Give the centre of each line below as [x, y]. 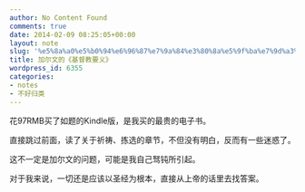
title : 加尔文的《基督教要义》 [61, 60]
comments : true [38, 26]
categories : [32, 77]
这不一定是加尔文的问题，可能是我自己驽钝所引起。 [105, 158]
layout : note [34, 43]
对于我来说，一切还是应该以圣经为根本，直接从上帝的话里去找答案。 [137, 178]
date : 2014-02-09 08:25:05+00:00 [73, 34]
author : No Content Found [58, 18]
